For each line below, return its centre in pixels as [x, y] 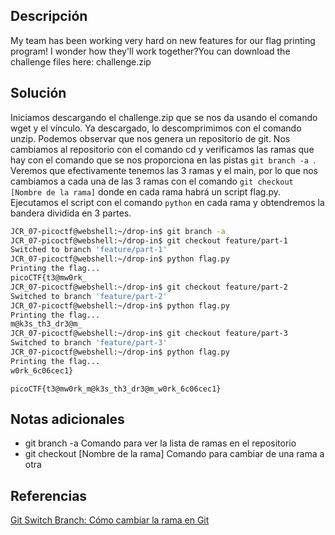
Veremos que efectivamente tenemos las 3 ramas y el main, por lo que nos [164, 170]
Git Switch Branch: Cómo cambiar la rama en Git [110, 520]
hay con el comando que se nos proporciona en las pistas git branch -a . [163, 160]
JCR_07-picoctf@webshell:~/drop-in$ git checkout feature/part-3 [149, 334]
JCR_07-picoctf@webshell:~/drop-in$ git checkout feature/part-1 [149, 240]
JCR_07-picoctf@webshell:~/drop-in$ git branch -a [118, 231]
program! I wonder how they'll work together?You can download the [150, 51]
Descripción [49, 16]
